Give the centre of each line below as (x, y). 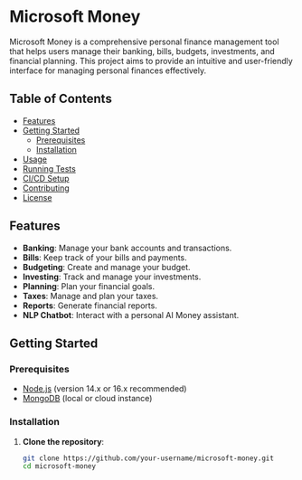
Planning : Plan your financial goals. (89, 286)
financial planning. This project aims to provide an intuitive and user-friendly (151, 61)
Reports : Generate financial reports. (90, 306)
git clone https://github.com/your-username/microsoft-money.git (148, 458)
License (37, 197)
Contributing (46, 188)
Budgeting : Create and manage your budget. (107, 267)
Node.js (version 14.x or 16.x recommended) (104, 389)
